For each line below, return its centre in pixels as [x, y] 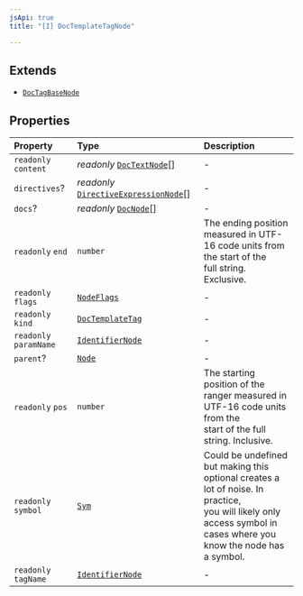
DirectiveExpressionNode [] [134, 194]
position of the [234, 384]
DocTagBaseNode [51, 93]
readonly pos [41, 408]
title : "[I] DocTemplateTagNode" [72, 26]
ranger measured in [245, 396]
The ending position [246, 224]
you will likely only [242, 512]
